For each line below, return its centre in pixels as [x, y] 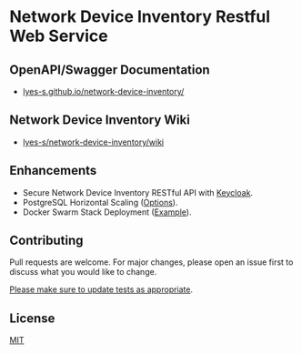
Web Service [59, 36]
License [32, 318]
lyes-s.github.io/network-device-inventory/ [103, 91]
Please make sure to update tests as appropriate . [101, 289]
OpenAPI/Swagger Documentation [110, 70]
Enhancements [53, 171]
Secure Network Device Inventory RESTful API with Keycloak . [137, 192]
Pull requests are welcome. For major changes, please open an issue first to [151, 262]
